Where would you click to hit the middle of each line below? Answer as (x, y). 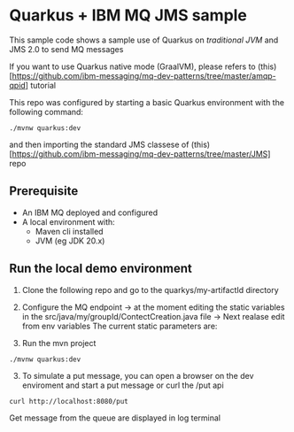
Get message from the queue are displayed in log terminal (115, 418)
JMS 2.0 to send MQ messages (66, 49)
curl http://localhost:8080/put (69, 401)
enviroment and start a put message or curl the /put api (123, 385)
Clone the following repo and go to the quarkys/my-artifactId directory (150, 289)
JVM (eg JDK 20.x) (70, 241)
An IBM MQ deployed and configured (90, 212)
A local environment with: (68, 221)
